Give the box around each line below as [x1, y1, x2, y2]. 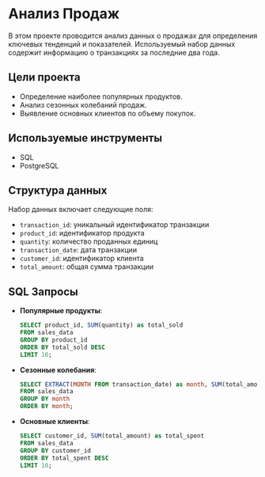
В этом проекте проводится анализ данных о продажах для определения [8, 31, 258, 40]
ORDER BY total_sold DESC [19, 343, 105, 351]
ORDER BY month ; [19, 403, 74, 411]
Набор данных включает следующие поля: [8, 205, 153, 214]
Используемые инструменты [8, 131, 163, 145]
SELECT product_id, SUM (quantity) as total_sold [19, 321, 184, 329]
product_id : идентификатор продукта [19, 229, 145, 238]
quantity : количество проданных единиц [19, 237, 158, 246]
